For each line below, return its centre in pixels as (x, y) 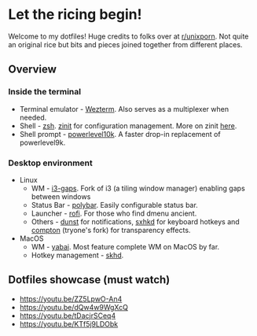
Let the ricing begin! (75, 15)
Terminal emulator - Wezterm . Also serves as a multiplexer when (124, 109)
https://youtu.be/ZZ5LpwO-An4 (71, 299)
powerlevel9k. (42, 142)
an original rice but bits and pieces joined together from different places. (125, 44)
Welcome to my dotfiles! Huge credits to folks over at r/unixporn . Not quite (128, 36)
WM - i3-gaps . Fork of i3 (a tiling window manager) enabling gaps (138, 188)
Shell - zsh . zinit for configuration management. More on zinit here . (128, 126)
